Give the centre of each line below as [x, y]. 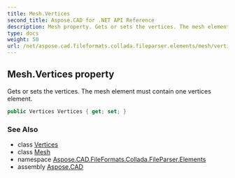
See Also [23, 129]
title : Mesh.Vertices [39, 14]
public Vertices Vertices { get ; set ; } [67, 111]
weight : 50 [23, 40]
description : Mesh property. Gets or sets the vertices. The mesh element [119, 27]
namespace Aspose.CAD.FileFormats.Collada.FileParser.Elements [112, 159]
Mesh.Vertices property [61, 74]
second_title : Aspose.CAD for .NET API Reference [81, 20]
